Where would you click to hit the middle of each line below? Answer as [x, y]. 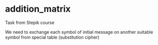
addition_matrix [38, 9]
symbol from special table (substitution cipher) [52, 37]
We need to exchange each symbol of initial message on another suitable [79, 32]
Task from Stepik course [30, 22]
